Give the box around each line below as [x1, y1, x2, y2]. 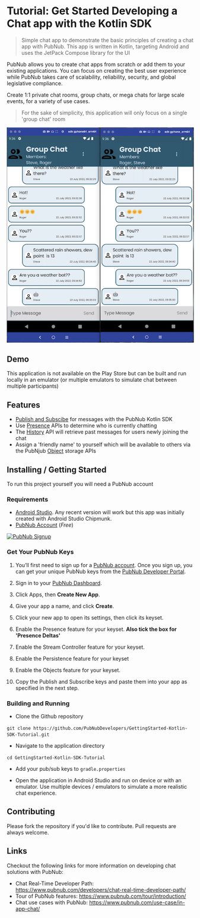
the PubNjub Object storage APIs [15, 447, 97, 455]
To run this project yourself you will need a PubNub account [7, 481, 154, 488]
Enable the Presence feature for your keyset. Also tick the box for [15, 626, 177, 633]
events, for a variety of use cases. [7, 97, 90, 105]
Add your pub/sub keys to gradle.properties [15, 765, 126, 772]
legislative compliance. [7, 79, 63, 87]
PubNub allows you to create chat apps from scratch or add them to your [7, 61, 186, 68]
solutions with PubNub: [7, 868, 64, 875]
